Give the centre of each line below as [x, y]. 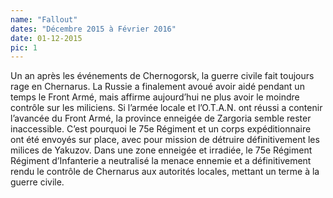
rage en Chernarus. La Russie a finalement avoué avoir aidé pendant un [157, 87]
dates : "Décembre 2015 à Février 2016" [93, 29]
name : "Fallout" [44, 19]
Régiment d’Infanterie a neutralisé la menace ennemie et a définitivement [161, 161]
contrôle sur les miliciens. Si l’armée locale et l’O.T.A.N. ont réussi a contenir [166, 108]
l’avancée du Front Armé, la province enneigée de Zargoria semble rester [161, 118]
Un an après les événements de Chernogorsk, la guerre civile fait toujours [162, 76]
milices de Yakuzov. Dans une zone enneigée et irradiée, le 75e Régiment [161, 150]
